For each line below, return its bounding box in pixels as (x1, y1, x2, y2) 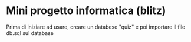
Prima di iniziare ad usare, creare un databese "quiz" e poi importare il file (6, 23, 186, 30)
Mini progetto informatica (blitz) (6, 4, 166, 17)
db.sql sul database (6, 29, 54, 36)
